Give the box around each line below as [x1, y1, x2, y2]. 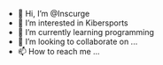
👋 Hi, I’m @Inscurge [17, 9, 90, 18]
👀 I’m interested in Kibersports [17, 18, 128, 28]
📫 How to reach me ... [17, 47, 100, 56]
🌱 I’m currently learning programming [17, 27, 155, 37]
